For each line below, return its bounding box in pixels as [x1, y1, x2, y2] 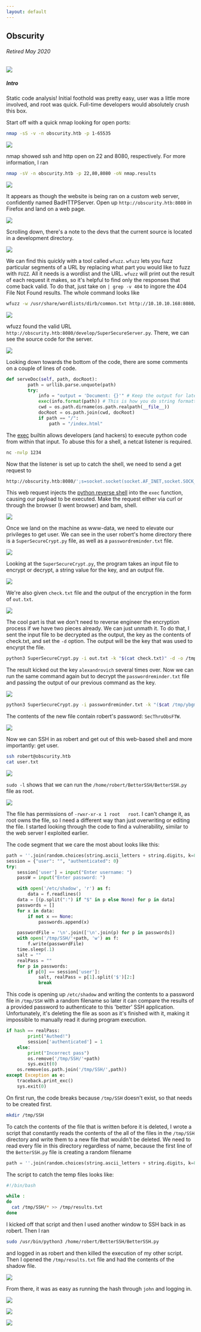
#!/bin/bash [6, 1182, 36, 1188]
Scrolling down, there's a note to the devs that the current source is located [6, 228, 193, 235]
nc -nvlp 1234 [6, 450, 42, 456]
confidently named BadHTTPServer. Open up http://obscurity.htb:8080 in [6, 199, 192, 206]
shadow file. [6, 1262, 36, 1269]
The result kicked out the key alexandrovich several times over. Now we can [6, 666, 194, 673]
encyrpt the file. [6, 644, 45, 651]
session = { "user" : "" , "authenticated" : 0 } [6, 858, 119, 864]
